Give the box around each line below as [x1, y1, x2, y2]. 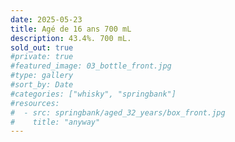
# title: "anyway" [10, 117, 101, 127]
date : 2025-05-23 [10, 14, 83, 25]
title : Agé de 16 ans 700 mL [10, 24, 132, 34]
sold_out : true [10, 42, 74, 53]
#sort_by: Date [10, 80, 74, 90]
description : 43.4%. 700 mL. [10, 33, 132, 43]
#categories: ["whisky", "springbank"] [10, 89, 177, 99]
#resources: [10, 98, 60, 108]
